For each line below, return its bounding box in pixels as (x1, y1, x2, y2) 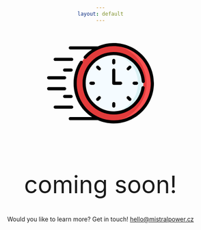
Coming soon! (24, 170, 177, 200)
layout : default (77, 11, 124, 18)
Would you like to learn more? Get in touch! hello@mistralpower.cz (7, 215, 194, 223)
